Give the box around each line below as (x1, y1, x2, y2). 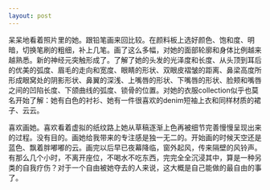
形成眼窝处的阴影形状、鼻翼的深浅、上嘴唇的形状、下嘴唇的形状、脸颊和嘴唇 (8, 75, 262, 85)
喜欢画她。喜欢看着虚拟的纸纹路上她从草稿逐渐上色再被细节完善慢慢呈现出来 (8, 122, 262, 132)
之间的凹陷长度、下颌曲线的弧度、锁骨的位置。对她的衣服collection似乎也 (8, 85, 252, 95)
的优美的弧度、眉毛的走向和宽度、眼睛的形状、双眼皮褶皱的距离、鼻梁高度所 (8, 65, 262, 75)
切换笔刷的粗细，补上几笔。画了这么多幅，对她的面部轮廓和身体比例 (22, 45, 247, 55)
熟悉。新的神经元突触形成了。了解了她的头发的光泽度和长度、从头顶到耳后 (14, 55, 262, 64)
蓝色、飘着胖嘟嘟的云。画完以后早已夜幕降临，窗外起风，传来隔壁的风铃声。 (8, 142, 262, 152)
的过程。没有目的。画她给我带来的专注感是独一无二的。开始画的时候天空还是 (8, 132, 262, 142)
